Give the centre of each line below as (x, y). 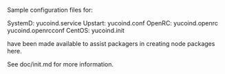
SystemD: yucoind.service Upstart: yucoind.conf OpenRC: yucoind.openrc (113, 23)
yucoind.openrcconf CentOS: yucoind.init (66, 30)
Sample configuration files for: (50, 10)
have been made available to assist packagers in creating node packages (111, 44)
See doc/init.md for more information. (60, 64)
